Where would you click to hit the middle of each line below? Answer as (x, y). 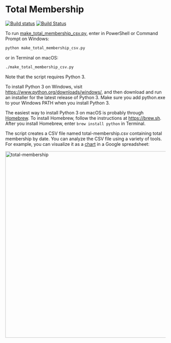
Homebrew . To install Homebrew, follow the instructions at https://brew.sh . (83, 118)
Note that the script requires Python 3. (45, 77)
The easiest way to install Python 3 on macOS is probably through (75, 112)
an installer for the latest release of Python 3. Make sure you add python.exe (85, 97)
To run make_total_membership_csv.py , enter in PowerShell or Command (82, 33)
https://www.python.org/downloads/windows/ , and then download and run (83, 92)
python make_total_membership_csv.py (45, 48)
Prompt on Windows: (27, 39)
